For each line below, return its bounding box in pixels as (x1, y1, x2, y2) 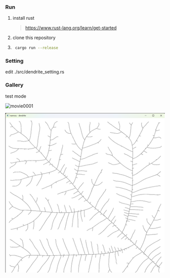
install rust (12, 15, 34, 21)
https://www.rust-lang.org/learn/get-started (25, 25, 117, 31)
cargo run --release (15, 46, 58, 51)
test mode (5, 93, 26, 99)
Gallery (5, 82, 24, 89)
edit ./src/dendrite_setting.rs (5, 69, 65, 75)
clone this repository (12, 34, 56, 41)
